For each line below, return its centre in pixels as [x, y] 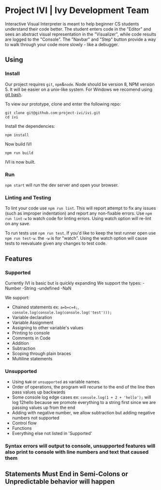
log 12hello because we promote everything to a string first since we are [84, 403]
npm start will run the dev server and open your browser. [62, 185]
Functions [22, 428]
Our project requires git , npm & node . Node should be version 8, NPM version [80, 84]
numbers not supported [36, 418]
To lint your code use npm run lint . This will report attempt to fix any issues [80, 208]
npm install [17, 135]
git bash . [14, 94]
